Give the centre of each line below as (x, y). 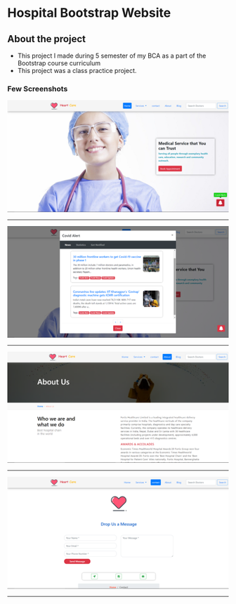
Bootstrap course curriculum (59, 63)
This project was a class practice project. (77, 71)
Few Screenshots (38, 88)
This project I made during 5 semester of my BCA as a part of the (112, 55)
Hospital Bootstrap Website (89, 13)
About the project (47, 39)
